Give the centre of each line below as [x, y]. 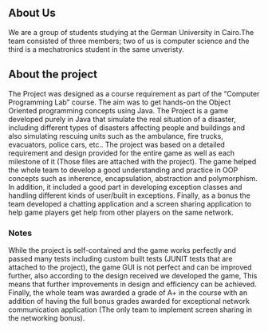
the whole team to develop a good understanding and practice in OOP [123, 170]
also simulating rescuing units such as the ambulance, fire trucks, [116, 136]
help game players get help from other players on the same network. [121, 212]
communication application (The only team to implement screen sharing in [130, 309]
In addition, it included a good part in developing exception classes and [125, 187]
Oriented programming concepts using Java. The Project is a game [118, 110]
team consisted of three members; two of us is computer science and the [129, 41]
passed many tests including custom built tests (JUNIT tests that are [120, 258]
